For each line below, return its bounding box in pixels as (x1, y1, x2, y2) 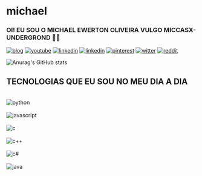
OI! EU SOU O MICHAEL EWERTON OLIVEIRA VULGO (6, 26, 163, 34)
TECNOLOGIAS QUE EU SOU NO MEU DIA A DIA (6, 76, 188, 86)
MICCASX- (163, 26, 197, 34)
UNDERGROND (6, 33, 51, 42)
